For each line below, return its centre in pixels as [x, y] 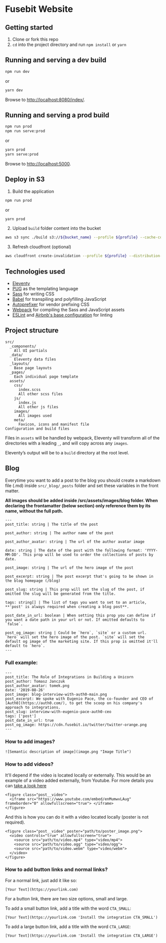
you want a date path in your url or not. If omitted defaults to [75, 620]
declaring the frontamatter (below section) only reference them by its [78, 505]
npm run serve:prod [25, 131]
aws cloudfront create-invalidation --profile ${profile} [66, 256]
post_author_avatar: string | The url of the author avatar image [75, 542]
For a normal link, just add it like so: [41, 880]
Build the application [33, 191]
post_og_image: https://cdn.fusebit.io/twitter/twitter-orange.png [76, 724]
